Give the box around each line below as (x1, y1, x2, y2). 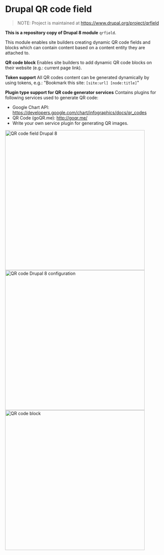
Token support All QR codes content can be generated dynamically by (5, 74, 150, 80)
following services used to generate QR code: (5, 95, 99, 101)
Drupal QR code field (5, 3, 92, 15)
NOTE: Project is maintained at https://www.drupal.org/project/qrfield (17, 20, 160, 26)
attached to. (5, 50, 30, 56)
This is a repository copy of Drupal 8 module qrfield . (5, 29, 116, 35)
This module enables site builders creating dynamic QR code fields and (5, 39, 151, 45)
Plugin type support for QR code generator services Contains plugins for (5, 89, 157, 95)
